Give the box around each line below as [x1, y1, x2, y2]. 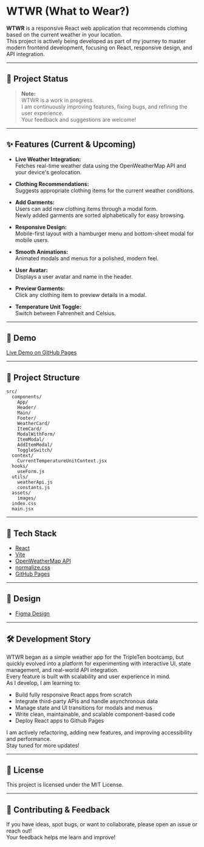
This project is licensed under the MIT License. [6, 781, 124, 788]
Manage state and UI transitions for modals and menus [15, 704, 153, 711]
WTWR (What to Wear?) [6, 4, 130, 18]
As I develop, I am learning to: [6, 679, 81, 687]
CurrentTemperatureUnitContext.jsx [17, 458, 107, 464]
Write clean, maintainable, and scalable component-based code [15, 710, 175, 718]
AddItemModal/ [17, 442, 53, 448]
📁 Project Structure [6, 372, 80, 382]
